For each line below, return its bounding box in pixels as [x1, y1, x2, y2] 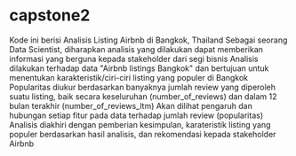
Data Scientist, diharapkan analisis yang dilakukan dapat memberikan [9, 43, 264, 54]
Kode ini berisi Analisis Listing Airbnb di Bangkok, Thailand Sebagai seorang [9, 35, 288, 45]
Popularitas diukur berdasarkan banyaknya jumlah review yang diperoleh [9, 82, 276, 92]
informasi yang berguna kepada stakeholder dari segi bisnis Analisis [9, 53, 259, 64]
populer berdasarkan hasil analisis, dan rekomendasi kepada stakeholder [9, 129, 276, 139]
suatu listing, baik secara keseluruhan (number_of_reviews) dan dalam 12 [9, 90, 277, 102]
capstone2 [9, 5, 91, 26]
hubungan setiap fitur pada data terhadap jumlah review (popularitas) [9, 110, 264, 121]
